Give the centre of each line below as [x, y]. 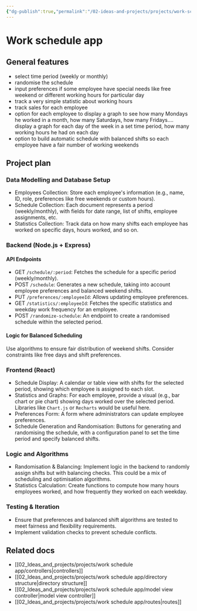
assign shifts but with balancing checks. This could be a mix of [90, 473]
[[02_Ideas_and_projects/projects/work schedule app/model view [94, 589]
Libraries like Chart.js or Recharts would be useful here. [83, 408]
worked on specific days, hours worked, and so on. [77, 230]
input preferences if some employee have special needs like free [93, 89]
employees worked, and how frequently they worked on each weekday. [101, 492]
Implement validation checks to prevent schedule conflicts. [86, 532]
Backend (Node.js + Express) [48, 245]
